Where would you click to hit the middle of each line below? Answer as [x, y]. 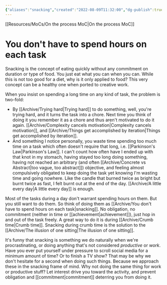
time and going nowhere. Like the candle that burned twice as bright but [86, 178]
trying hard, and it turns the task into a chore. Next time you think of [82, 114]
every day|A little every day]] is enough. [53, 189]
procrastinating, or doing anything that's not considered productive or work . [83, 245]
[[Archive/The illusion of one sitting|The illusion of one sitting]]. [70, 230]
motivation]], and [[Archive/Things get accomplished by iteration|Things [86, 130]
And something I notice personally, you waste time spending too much [84, 141]
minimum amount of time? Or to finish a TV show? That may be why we [78, 256]
